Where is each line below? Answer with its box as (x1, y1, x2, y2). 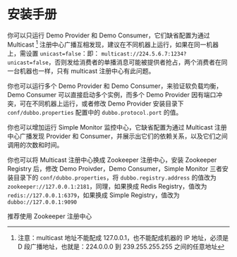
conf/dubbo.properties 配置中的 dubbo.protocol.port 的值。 (7, 108, 183, 116)
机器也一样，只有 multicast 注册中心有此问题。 (19, 66, 155, 75)
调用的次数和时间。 (7, 140, 63, 149)
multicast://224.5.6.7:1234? (101, 50, 187, 57)
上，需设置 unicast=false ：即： (7, 49, 100, 57)
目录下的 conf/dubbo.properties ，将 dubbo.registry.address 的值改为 (13, 173, 217, 182)
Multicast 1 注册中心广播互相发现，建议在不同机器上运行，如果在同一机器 (7, 39, 219, 49)
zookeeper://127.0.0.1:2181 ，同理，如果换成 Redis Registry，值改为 (7, 182, 207, 190)
